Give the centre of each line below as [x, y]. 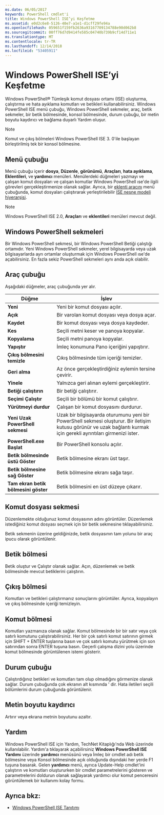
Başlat [15, 447]
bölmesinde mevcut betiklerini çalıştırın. [45, 571]
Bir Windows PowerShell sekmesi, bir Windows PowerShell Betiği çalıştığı [79, 244]
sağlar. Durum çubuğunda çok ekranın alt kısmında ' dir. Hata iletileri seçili [79, 684]
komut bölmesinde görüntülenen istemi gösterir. [53, 652]
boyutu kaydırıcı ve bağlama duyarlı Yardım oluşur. [56, 120]
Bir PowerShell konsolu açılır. [90, 444]
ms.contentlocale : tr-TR [30, 42]
